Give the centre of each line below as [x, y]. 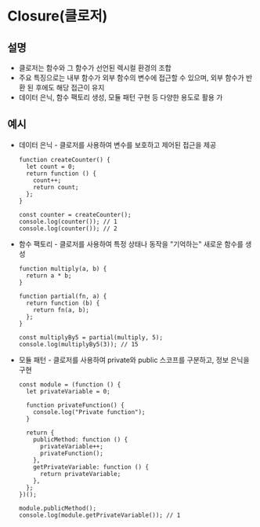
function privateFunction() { [75, 405]
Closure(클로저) [58, 16]
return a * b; [49, 276]
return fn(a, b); [61, 310]
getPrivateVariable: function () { [91, 467]
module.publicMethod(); [58, 508]
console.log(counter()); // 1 [68, 221]
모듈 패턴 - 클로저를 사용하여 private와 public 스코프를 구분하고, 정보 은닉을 [134, 360]
